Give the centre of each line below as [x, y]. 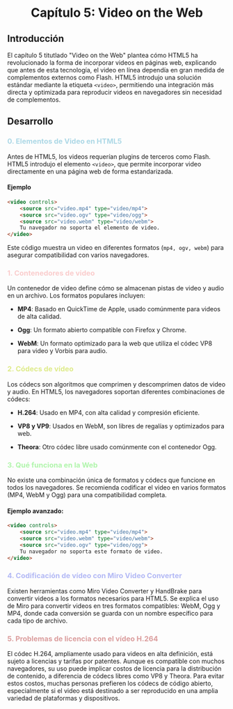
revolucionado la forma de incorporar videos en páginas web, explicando [112, 63]
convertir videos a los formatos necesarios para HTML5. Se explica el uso [113, 598]
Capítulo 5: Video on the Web [117, 13]
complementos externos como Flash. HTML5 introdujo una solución [104, 77]
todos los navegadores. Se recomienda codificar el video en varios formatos [116, 488]
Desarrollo [30, 122]
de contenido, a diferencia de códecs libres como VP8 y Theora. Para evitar [116, 676]
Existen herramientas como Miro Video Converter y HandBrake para [105, 591]
